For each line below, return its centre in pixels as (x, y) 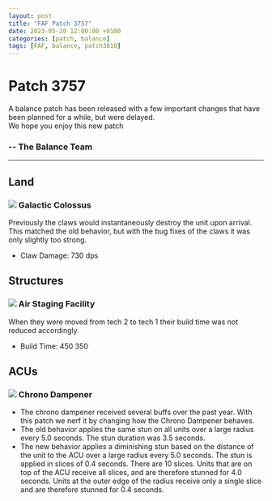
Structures (36, 281)
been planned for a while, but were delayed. (82, 118)
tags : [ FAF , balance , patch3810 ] (65, 46)
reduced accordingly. (44, 330)
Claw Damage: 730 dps (59, 255)
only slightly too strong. (48, 240)
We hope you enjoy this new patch (66, 126)
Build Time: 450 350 (54, 346)
